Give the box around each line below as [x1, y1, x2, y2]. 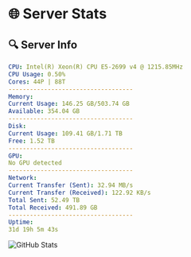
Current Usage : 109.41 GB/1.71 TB [8, 129, 123, 138]
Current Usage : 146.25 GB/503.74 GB [8, 100, 130, 108]
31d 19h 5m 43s [8, 226, 59, 234]
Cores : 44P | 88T [8, 77, 66, 86]
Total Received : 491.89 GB [8, 204, 98, 212]
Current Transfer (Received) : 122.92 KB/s [8, 189, 151, 197]
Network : [8, 174, 37, 182]
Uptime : [8, 218, 34, 227]
